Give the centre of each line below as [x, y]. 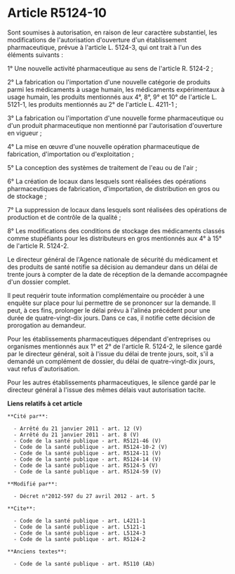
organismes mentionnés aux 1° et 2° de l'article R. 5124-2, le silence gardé [115, 346]
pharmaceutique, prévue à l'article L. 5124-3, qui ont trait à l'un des [105, 47]
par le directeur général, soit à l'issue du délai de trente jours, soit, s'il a [110, 353]
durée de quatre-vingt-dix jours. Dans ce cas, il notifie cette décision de [111, 318]
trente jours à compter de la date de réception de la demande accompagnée [117, 274]
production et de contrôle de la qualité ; [64, 217]
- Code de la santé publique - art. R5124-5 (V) [86, 465]
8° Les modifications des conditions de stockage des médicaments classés [116, 230]
